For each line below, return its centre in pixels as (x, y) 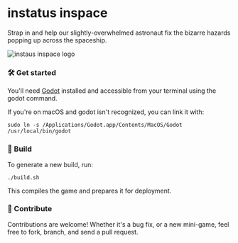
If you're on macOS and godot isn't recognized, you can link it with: (106, 112)
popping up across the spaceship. (57, 40)
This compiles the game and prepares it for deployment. (90, 191)
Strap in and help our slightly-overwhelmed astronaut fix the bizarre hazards (119, 33)
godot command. (33, 98)
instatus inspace (58, 13)
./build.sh (23, 177)
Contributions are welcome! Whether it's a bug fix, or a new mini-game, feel (118, 224)
